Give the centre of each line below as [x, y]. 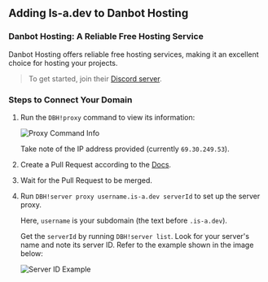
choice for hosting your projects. [63, 63]
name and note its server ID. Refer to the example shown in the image [137, 245]
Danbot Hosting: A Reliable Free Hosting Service [106, 37]
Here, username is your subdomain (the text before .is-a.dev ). [124, 220]
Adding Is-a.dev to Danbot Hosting [99, 13]
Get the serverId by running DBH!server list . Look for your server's [135, 236]
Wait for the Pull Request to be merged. [86, 180]
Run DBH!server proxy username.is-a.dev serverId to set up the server [140, 196]
